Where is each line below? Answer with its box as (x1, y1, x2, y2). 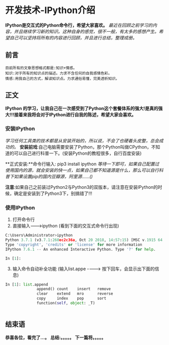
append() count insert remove (37, 287, 111, 292)
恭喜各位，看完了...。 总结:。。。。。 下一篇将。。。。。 (5, 334, 106, 340)
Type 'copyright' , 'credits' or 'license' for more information (5, 242, 142, 247)
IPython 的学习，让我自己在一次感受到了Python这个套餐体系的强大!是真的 (5, 105, 158, 111)
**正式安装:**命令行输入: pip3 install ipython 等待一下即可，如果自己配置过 (5, 161, 159, 167)
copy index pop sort (37, 296, 107, 301)
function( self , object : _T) (37, 301, 95, 306)
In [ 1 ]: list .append (5, 282, 49, 287)
